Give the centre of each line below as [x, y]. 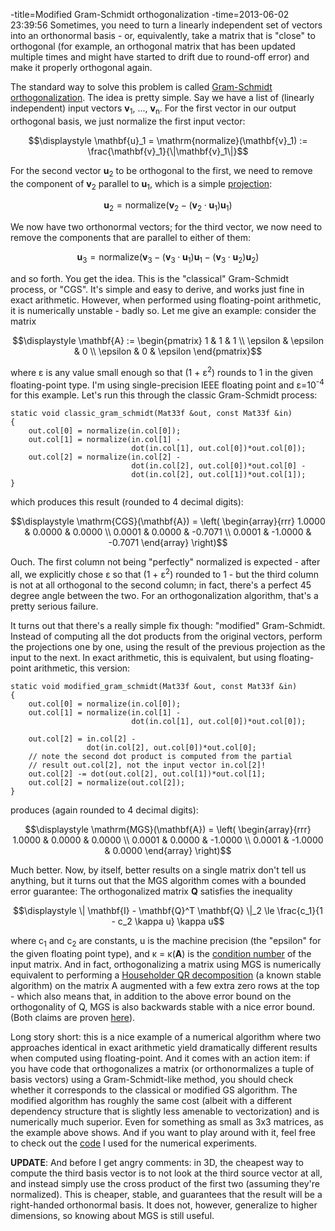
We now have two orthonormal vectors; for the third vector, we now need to [166, 227]
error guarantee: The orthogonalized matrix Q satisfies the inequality [151, 891]
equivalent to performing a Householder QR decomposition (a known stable [166, 975]
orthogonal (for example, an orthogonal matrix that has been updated [153, 46]
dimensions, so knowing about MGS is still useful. [112, 1215]
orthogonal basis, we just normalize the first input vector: [128, 121]
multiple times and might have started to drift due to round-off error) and [160, 57]
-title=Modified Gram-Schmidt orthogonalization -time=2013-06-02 [150, 14]
